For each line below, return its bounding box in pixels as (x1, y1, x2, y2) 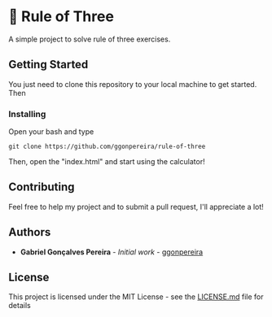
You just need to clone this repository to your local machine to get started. (8, 79, 257, 89)
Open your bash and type (8, 127, 94, 137)
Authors (8, 225, 51, 239)
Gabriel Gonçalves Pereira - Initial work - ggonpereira (20, 247, 204, 257)
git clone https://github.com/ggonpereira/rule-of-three (8, 142, 206, 151)
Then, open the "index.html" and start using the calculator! (8, 157, 205, 167)
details (8, 301, 31, 310)
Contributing (8, 180, 75, 194)
